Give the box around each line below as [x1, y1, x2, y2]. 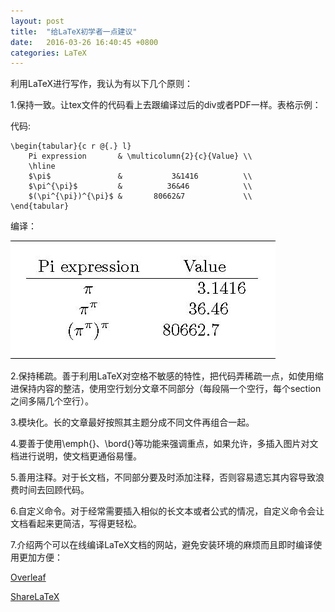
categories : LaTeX [10, 48, 87, 58]
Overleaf [10, 571, 47, 584]
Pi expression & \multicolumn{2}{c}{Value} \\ [28, 151, 253, 162]
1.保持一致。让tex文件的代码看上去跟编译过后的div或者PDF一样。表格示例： [10, 99, 322, 111]
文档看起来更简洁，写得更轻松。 [10, 518, 142, 530]
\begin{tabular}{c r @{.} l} [10, 141, 132, 152]
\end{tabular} [10, 201, 70, 212]
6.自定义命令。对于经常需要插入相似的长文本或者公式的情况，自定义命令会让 [10, 505, 325, 517]
